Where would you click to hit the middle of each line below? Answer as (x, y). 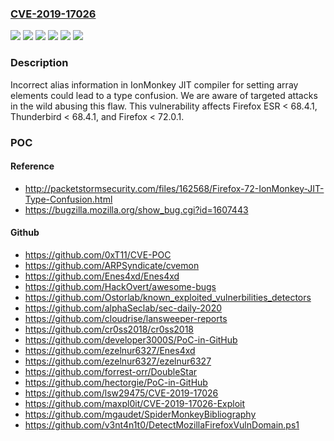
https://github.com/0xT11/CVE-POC (98, 254)
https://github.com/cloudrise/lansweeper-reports (126, 318)
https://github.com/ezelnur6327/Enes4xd (110, 350)
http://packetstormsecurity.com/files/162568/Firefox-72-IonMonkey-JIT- (174, 188)
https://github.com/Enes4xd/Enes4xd (102, 276)
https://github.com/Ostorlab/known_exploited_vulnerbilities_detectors (168, 297)
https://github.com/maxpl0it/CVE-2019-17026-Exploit (135, 403)
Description (39, 63)
